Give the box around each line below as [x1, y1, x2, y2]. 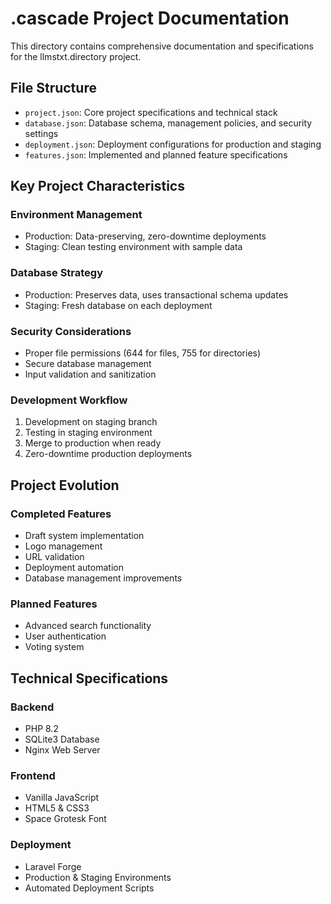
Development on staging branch [24, 416, 158, 428]
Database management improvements [24, 572, 183, 584]
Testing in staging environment [24, 427, 153, 439]
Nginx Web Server [24, 744, 101, 756]
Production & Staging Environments [24, 871, 172, 883]
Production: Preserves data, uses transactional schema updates [24, 288, 289, 301]
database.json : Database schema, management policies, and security [24, 117, 313, 129]
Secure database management [24, 358, 152, 370]
